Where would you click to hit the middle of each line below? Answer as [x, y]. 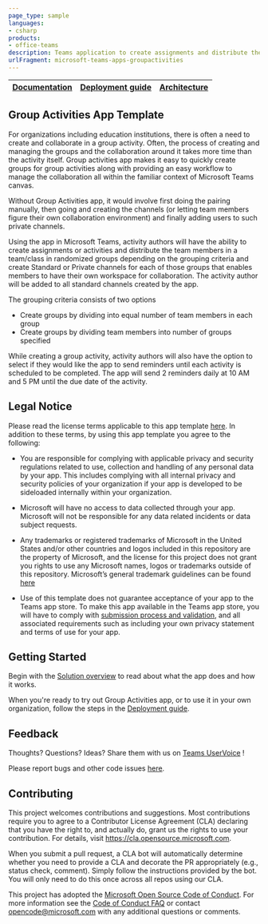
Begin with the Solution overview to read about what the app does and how [132, 676]
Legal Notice [40, 407]
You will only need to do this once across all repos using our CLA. [116, 878]
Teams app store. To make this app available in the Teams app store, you [140, 606]
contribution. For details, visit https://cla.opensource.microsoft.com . [120, 838]
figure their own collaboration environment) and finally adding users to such [133, 217]
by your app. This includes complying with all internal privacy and [128, 475]
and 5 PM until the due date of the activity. [78, 381]
